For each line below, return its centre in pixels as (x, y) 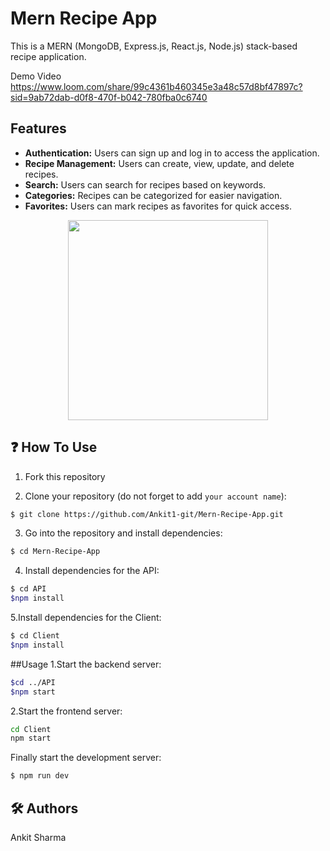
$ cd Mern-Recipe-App (55, 552)
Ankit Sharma (38, 837)
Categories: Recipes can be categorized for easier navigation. (153, 195)
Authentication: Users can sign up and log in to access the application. (172, 153)
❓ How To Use (54, 447)
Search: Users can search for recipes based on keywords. (145, 184)
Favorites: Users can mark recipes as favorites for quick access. (158, 206)
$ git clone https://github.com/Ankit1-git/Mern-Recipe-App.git (147, 514)
